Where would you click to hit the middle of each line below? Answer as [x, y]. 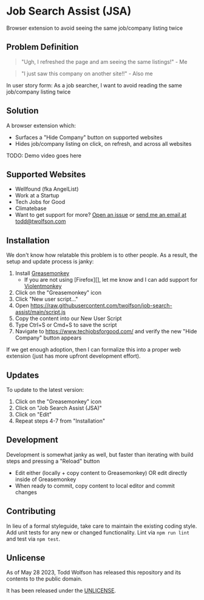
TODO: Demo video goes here [44, 155]
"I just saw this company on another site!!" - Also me [87, 73]
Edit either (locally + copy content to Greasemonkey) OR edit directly [101, 472]
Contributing [31, 511]
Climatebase [31, 208]
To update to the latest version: [45, 390]
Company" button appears [48, 338]
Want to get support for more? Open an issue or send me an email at [101, 215]
